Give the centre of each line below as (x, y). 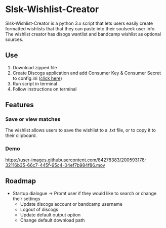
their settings (26, 199)
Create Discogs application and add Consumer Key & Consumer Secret (87, 73)
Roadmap (21, 181)
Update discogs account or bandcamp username (71, 204)
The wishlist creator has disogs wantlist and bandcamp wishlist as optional (83, 34)
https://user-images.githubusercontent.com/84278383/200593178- (76, 160)
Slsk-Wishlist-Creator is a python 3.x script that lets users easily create (79, 23)
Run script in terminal (35, 83)
